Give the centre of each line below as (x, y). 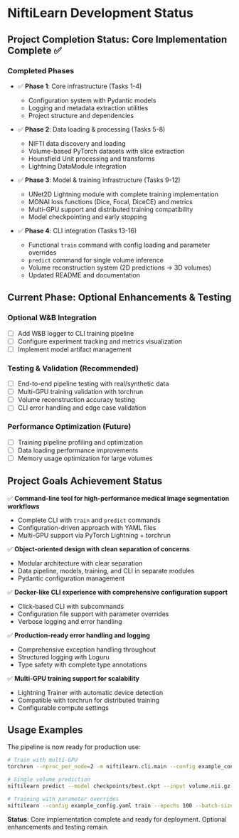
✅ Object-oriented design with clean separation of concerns (99, 548)
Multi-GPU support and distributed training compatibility (111, 209)
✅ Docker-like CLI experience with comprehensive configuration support (117, 592)
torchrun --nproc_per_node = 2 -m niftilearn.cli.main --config (101, 767)
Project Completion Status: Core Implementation (117, 39)
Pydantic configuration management (71, 578)
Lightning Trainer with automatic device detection (90, 692)
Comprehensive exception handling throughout (87, 649)
